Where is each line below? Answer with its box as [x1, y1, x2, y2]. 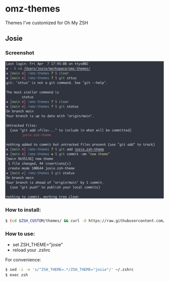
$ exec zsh [5, 272, 28, 277]
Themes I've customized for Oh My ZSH [5, 20, 89, 26]
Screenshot [5, 49, 34, 56]
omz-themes [5, 3, 60, 15]
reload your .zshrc [12, 247, 51, 253]
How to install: [5, 206, 41, 213]
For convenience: [5, 257, 41, 263]
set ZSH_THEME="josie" [12, 242, 63, 248]
